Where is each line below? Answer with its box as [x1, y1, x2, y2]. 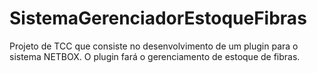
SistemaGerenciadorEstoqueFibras [9, 7, 307, 30]
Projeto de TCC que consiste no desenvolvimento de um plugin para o [9, 40, 299, 52]
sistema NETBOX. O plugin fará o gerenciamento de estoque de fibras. [9, 50, 301, 62]
